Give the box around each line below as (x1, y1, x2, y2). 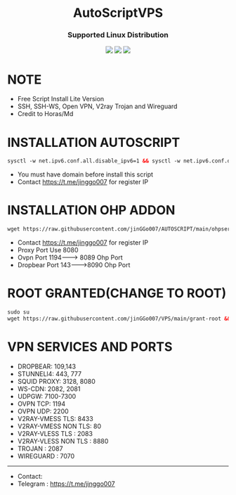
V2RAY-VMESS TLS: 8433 (17, 414, 93, 423)
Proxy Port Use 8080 (17, 246, 79, 255)
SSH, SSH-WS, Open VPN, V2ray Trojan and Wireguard (17, 102, 178, 110)
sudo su (7, 308, 30, 316)
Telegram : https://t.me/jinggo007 (17, 480, 115, 488)
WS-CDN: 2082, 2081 (17, 385, 81, 393)
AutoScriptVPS (72, 5, 164, 21)
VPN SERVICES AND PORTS (7, 339, 173, 354)
